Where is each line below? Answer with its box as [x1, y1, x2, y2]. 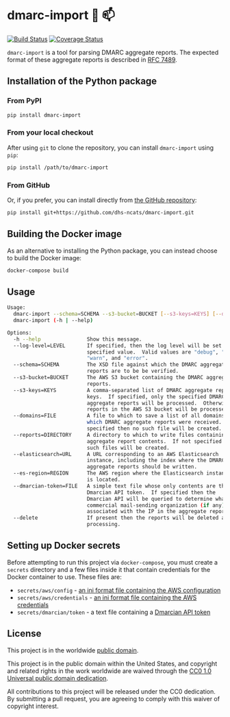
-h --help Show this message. [13, 336, 142, 343]
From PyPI [7, 96, 42, 106]
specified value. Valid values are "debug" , [86, 348, 219, 356]
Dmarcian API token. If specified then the [86, 489, 216, 496]
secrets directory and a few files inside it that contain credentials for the [7, 565, 211, 573]
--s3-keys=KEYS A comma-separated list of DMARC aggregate [13, 387, 213, 394]
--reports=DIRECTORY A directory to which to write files [13, 431, 194, 438]
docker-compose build [7, 267, 69, 274]
